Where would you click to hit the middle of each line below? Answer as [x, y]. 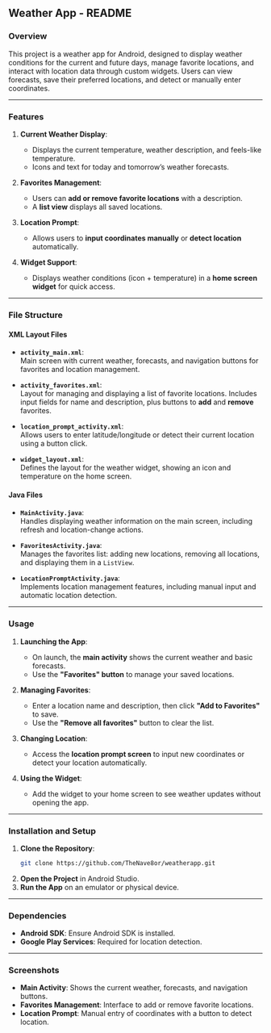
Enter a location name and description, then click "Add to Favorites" [146, 705]
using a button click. [54, 444]
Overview [28, 36]
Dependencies [38, 915]
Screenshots [34, 970]
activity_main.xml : [52, 352]
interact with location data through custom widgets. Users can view [121, 71]
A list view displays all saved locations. [97, 207]
